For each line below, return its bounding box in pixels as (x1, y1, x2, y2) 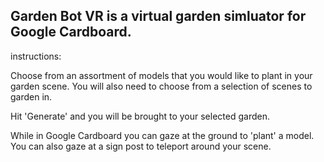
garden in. (10, 90, 53, 103)
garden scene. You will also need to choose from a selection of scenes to (10, 80, 313, 92)
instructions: (10, 50, 62, 62)
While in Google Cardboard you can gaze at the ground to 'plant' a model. (10, 129, 315, 141)
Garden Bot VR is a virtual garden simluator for (10, 8, 307, 25)
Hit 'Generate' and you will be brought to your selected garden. (10, 110, 270, 122)
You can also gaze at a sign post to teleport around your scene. (10, 140, 272, 152)
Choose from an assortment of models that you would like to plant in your (10, 69, 313, 81)
